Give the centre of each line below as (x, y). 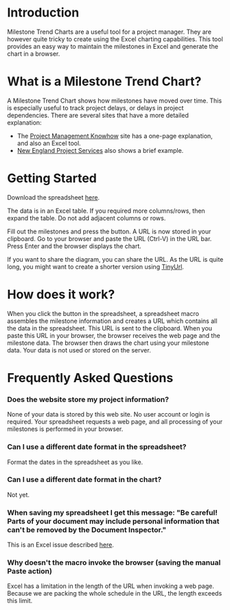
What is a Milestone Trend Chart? (104, 82)
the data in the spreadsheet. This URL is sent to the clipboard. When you (110, 328)
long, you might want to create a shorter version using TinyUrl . (95, 266)
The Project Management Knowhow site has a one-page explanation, (115, 136)
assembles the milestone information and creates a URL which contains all (112, 321)
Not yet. (18, 494)
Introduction (43, 13)
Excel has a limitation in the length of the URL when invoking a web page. (111, 586)
